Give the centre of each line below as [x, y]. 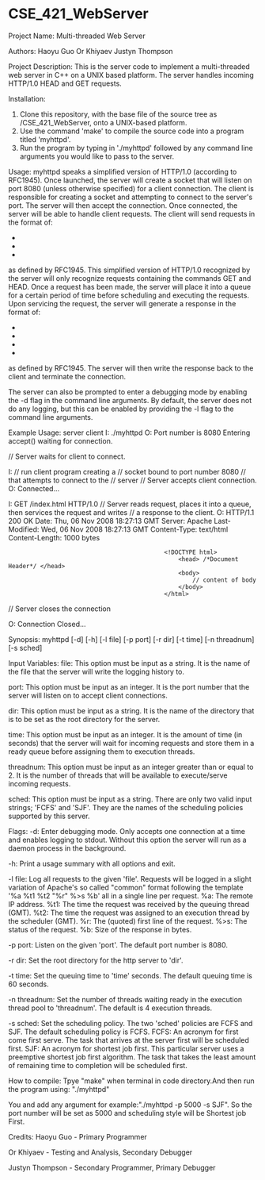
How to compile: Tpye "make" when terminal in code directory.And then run [131, 1081]
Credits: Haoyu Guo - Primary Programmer [78, 1136]
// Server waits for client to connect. [67, 456]
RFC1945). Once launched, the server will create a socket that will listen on [130, 180]
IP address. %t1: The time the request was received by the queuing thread [129, 904]
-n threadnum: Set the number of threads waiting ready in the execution [125, 999]
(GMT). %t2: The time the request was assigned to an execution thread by [129, 913]
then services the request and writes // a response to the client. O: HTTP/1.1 [131, 512]
